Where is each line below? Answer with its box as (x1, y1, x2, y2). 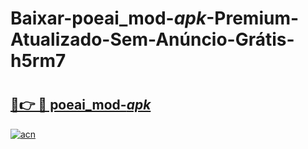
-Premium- (206, 7, 300, 30)
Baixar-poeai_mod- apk (10, 7, 207, 30)
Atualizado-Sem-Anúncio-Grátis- (10, 28, 295, 51)
